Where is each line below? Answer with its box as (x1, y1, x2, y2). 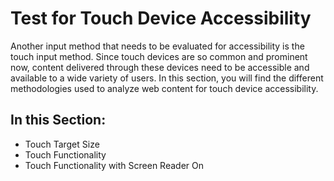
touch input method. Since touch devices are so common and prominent (10, 50, 308, 62)
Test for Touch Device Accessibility (10, 7, 312, 30)
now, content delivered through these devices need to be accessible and (10, 61, 310, 73)
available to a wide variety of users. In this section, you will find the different (10, 72, 324, 84)
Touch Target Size (24, 138, 100, 150)
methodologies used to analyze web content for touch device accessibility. (10, 82, 319, 94)
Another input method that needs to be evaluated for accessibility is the (10, 40, 305, 52)
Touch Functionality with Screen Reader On (24, 159, 204, 171)
